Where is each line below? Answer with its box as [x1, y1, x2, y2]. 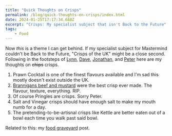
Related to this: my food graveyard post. [5, 125, 90, 131]
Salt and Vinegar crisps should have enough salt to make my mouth [12, 99, 156, 105]
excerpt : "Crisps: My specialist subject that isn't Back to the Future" [5, 21, 167, 27]
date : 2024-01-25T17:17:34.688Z [5, 17, 74, 22]
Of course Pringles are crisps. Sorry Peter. [12, 93, 103, 99]
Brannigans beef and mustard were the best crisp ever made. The [12, 82, 152, 88]
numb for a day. [12, 104, 46, 110]
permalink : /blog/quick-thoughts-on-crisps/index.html [5, 12, 125, 17]
